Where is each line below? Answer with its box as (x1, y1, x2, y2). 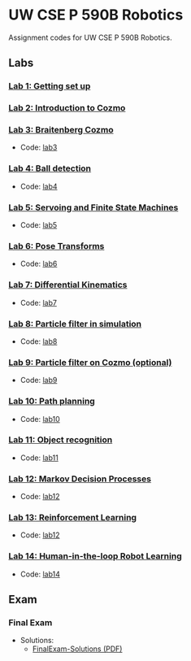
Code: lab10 (20, 414, 61, 424)
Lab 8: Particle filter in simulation (8, 318, 142, 329)
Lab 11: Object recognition (8, 434, 113, 446)
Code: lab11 (20, 453, 59, 463)
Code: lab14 (20, 569, 61, 579)
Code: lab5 (20, 220, 58, 230)
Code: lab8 (20, 336, 58, 346)
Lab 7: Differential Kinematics (8, 279, 128, 290)
